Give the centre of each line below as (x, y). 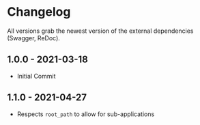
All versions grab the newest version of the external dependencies (100, 31)
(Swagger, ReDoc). (33, 38)
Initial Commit (36, 76)
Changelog (39, 12)
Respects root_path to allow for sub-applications (86, 114)
